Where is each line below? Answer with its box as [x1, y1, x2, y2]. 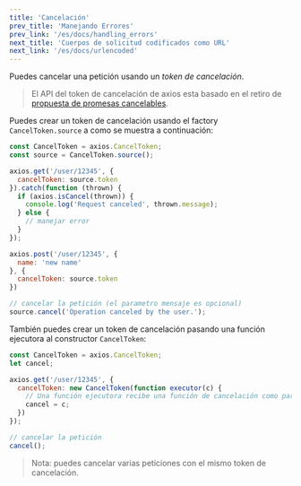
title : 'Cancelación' [9, 13, 90, 22]
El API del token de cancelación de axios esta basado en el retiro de [30, 89, 282, 100]
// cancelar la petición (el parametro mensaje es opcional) [9, 299, 243, 308]
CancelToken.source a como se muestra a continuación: [9, 125, 213, 135]
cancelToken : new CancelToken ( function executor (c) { [17, 383, 222, 393]
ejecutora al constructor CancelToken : [9, 333, 147, 343]
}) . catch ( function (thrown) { [9, 183, 123, 193]
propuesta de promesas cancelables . [30, 98, 168, 108]
